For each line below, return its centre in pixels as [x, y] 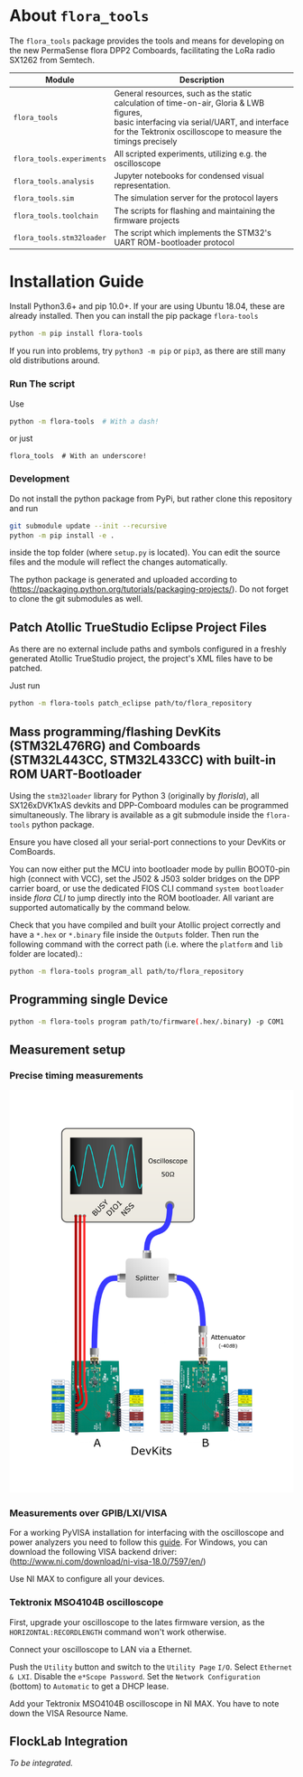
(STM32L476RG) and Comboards [105, 746]
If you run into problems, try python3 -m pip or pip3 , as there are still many [147, 351]
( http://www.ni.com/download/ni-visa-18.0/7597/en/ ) [108, 1562]
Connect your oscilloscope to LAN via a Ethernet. [101, 1649]
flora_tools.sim [44, 199]
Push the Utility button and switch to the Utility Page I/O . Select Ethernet [151, 1667]
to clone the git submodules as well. [76, 599]
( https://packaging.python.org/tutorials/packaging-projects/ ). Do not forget [149, 589]
